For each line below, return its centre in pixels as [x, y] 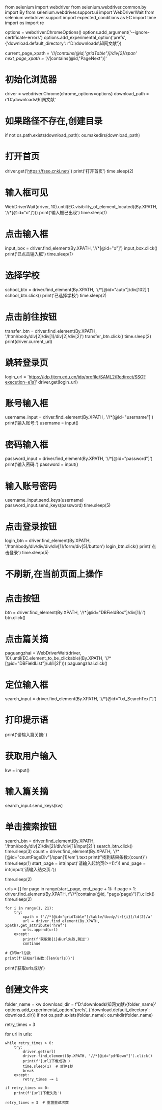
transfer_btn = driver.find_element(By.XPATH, [51, 331]
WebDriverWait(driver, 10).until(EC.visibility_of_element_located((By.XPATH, [81, 206]
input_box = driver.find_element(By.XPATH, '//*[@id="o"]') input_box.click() [81, 248]
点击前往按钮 [31, 317]
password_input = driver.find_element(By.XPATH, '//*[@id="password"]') [79, 458]
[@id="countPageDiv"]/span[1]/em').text [46, 857]
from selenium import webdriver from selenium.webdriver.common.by [76, 7]
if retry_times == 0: [27, 1088]
